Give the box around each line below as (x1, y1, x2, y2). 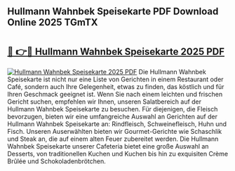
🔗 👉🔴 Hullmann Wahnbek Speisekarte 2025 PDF (7, 46, 225, 57)
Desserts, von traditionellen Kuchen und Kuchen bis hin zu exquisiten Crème (7, 150, 229, 158)
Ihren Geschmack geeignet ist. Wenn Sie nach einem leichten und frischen (7, 90, 223, 98)
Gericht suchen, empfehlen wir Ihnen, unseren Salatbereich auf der (7, 97, 202, 106)
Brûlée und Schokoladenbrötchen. (7, 157, 107, 165)
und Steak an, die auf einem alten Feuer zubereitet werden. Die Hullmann (7, 135, 219, 143)
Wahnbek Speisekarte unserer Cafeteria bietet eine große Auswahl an (7, 142, 209, 150)
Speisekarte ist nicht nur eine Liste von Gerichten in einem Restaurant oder (7, 75, 224, 83)
